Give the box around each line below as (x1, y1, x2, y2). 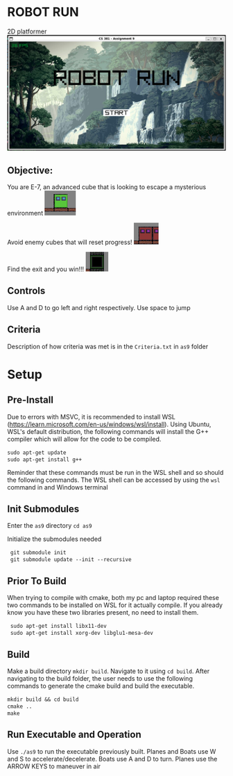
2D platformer (7, 27, 47, 35)
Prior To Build (7, 575, 67, 587)
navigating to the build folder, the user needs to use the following (7, 674, 193, 683)
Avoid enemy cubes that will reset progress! (7, 238, 133, 247)
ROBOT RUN (7, 4, 79, 20)
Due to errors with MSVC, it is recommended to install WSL (7, 412, 175, 421)
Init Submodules (7, 503, 80, 515)
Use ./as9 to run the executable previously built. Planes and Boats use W (7, 747, 216, 755)
